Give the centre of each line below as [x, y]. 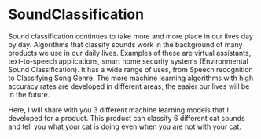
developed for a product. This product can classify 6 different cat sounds [127, 118]
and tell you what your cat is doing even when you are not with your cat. [125, 126]
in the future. [29, 94]
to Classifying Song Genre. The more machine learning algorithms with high [131, 78]
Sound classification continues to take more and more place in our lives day [131, 36]
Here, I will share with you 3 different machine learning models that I [119, 110]
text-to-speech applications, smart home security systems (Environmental [129, 61]
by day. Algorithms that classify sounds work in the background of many [125, 44]
